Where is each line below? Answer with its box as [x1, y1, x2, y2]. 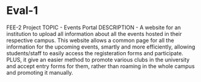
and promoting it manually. [6, 69, 73, 76]
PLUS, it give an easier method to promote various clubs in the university [6, 56, 190, 63]
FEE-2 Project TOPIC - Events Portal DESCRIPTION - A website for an [6, 24, 181, 31]
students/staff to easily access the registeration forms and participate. [6, 49, 183, 56]
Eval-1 [6, 4, 38, 18]
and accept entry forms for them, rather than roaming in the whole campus [6, 62, 195, 70]
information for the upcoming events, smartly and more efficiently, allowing [6, 43, 196, 50]
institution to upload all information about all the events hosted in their [6, 30, 182, 37]
